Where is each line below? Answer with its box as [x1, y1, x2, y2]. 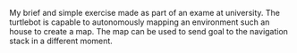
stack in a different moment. [9, 35, 114, 46]
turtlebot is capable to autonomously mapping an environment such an [9, 17, 270, 27]
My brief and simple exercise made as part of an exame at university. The [9, 8, 280, 18]
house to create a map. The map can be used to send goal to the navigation [9, 26, 289, 36]
